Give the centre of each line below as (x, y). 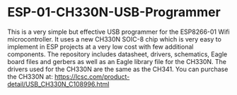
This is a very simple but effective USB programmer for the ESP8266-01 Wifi (118, 32)
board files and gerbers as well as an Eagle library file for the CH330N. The (117, 61)
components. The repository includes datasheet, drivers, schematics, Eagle (117, 54)
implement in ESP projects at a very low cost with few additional (100, 46)
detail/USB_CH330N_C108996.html (58, 84)
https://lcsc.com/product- (92, 76)
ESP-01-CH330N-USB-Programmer (114, 12)
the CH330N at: (30, 76)
